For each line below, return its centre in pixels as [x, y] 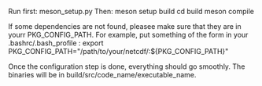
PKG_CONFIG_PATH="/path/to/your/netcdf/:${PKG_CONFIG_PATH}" [118, 51]
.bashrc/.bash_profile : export [56, 43]
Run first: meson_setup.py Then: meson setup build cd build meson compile [131, 11]
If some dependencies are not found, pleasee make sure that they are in [125, 26]
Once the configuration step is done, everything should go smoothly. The [127, 66]
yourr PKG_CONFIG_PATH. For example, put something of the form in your [128, 35]
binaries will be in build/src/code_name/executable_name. [102, 75]
